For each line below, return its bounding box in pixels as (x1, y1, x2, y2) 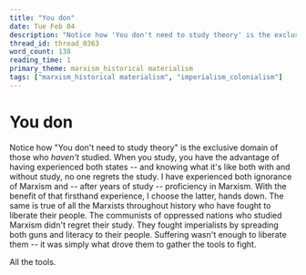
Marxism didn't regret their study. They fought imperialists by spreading (9, 219, 280, 230)
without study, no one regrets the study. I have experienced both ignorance (9, 170, 292, 182)
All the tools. (9, 256, 56, 267)
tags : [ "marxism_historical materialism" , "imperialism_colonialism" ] (9, 73, 283, 82)
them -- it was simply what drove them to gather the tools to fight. (9, 239, 257, 250)
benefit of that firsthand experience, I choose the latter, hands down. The (9, 190, 284, 201)
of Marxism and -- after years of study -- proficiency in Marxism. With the (9, 180, 287, 191)
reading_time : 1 (9, 56, 71, 65)
